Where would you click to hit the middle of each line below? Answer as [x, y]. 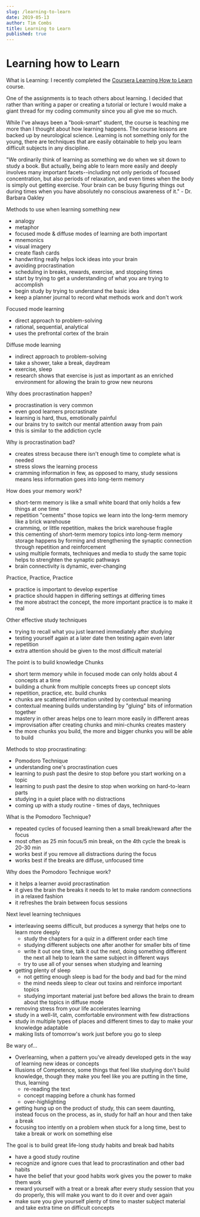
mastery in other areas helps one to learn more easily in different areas [102, 719]
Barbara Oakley [25, 198]
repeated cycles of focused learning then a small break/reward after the [103, 829]
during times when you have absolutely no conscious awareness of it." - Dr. [99, 192]
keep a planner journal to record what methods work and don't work [99, 298]
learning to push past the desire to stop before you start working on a [100, 774]
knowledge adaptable [41, 1028]
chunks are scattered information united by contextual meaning [93, 700]
